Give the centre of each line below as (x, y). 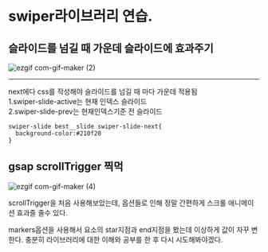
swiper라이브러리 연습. (81, 16)
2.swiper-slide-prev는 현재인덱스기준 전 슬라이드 (85, 111)
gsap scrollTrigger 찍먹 (66, 167)
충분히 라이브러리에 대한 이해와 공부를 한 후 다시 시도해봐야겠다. (124, 239)
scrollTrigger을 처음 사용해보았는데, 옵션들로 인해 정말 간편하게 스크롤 (117, 203)
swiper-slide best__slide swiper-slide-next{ (85, 126)
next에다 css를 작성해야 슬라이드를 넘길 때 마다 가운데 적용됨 (103, 91)
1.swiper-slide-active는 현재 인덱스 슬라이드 (78, 101)
